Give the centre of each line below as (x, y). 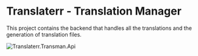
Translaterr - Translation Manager (94, 11)
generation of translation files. (44, 34)
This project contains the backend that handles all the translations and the (99, 28)
